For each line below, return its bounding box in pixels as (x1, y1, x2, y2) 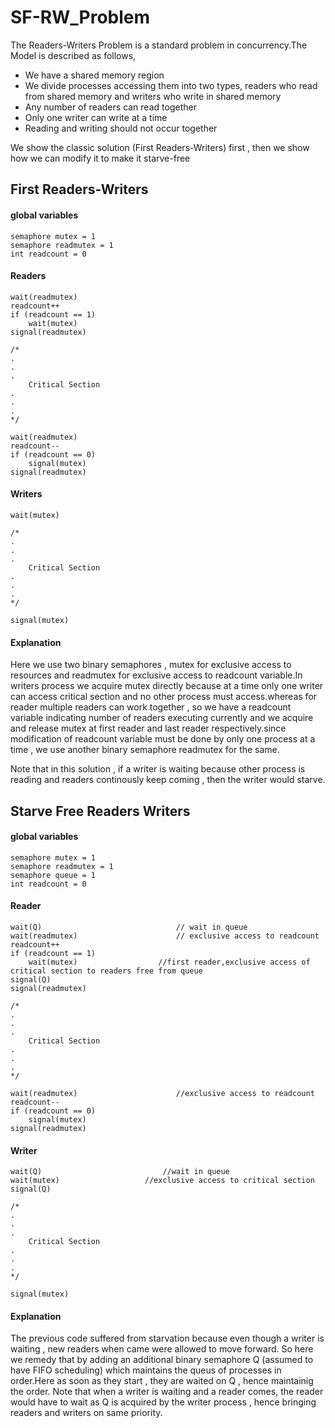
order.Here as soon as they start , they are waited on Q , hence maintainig (10, 1375, 314, 1387)
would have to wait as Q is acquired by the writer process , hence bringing (10, 1396, 317, 1408)
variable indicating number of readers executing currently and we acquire (10, 712, 314, 724)
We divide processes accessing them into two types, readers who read (24, 79, 318, 91)
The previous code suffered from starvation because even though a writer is (10, 1332, 325, 1345)
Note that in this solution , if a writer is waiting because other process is (10, 763, 306, 775)
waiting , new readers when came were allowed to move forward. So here (10, 1343, 314, 1355)
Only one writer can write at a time (24, 111, 168, 123)
